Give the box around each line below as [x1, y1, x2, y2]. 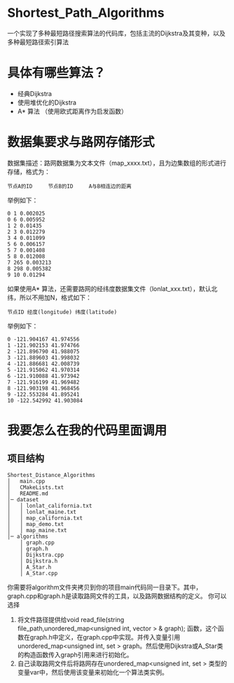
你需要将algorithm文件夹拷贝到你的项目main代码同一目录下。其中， [7, 583, 202, 591]
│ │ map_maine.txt [7, 527, 68, 534]
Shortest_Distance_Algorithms [7, 471, 96, 478]
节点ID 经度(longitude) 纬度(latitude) [7, 309, 118, 316]
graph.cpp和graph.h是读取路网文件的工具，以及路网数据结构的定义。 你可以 [7, 591, 227, 600]
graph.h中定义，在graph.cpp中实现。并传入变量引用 [29, 633, 181, 641]
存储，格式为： [7, 167, 50, 176]
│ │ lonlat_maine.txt [7, 508, 77, 515]
